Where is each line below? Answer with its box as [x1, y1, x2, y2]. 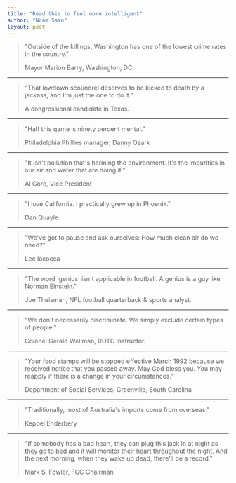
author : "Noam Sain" [7, 17, 68, 24]
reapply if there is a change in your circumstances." [24, 372, 174, 381]
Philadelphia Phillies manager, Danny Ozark [24, 138, 151, 147]
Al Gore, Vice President [24, 179, 93, 188]
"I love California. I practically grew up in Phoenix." [24, 200, 171, 208]
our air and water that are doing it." [24, 166, 126, 175]
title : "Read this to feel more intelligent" [7, 10, 143, 18]
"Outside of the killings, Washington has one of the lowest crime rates [24, 43, 227, 51]
